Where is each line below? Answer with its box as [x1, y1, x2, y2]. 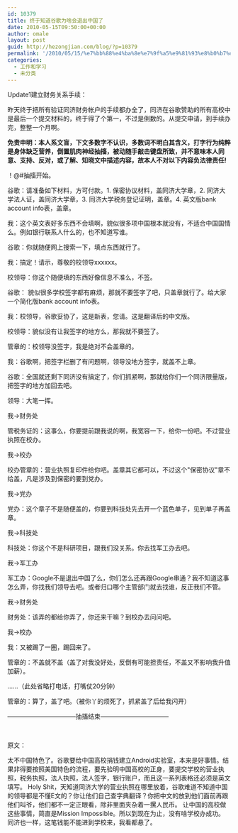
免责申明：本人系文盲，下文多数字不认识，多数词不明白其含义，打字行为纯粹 [7, 138, 231, 146]
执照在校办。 [7, 435, 45, 443]
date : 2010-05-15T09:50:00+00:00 [7, 23, 106, 31]
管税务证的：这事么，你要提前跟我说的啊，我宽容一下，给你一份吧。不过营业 [7, 426, 231, 435]
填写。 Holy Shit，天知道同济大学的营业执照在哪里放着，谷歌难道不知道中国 [7, 782, 228, 791]
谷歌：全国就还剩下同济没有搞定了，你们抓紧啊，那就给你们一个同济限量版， [7, 372, 231, 380]
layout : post [7, 37, 46, 44]
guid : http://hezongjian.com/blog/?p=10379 [7, 43, 138, 50]
